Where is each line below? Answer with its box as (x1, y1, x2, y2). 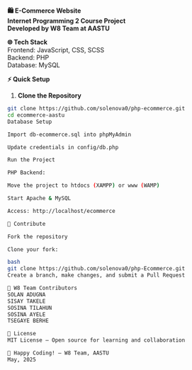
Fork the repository (7, 233, 69, 240)
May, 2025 (7, 356, 37, 363)
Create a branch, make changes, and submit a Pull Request (7, 272, 186, 279)
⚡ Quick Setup (7, 75, 50, 83)
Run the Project (7, 156, 55, 163)
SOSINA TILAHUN (7, 304, 52, 311)
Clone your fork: (7, 245, 59, 253)
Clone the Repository (17, 91, 81, 100)
